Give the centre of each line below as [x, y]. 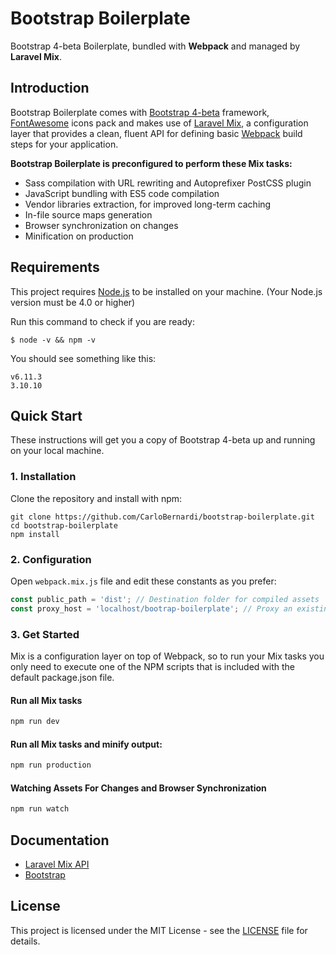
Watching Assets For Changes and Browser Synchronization [138, 788]
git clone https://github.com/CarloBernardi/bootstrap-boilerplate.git [162, 517]
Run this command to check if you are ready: [102, 321]
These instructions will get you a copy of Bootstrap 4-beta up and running [163, 440]
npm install [35, 534]
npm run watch [40, 809]
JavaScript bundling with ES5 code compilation [122, 193]
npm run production [51, 765]
